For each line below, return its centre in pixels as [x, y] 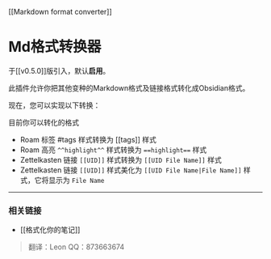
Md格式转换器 [55, 47]
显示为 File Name [76, 180]
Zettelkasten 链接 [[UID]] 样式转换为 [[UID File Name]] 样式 [121, 159]
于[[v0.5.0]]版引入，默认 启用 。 [59, 70]
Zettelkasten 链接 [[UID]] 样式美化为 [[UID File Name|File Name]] [131, 170]
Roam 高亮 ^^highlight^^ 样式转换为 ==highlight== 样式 [113, 150]
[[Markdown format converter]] [60, 12]
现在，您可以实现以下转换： [54, 105]
